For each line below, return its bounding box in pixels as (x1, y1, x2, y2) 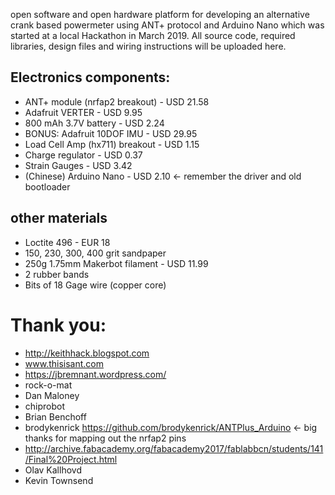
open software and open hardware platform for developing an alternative (10, 9, 310, 20)
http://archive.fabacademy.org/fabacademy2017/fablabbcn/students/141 (24, 442, 324, 454)
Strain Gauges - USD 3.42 (24, 159, 133, 171)
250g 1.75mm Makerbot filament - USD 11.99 (24, 257, 209, 269)
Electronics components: (10, 69, 171, 86)
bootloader (24, 180, 71, 193)
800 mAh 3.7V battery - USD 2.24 (24, 117, 165, 129)
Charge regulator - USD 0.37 (24, 149, 143, 161)
